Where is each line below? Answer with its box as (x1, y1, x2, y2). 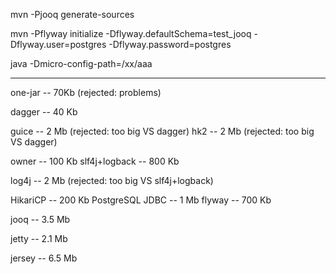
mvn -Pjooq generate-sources (10, 9, 135, 20)
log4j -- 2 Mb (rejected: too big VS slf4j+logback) (10, 175, 214, 186)
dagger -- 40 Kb (10, 106, 78, 118)
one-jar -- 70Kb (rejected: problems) (10, 87, 162, 98)
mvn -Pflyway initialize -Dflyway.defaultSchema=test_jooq (10, 28, 252, 39)
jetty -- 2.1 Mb (10, 233, 68, 244)
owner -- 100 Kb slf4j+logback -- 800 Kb (10, 155, 180, 167)
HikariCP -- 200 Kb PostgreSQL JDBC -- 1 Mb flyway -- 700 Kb (10, 194, 272, 206)
